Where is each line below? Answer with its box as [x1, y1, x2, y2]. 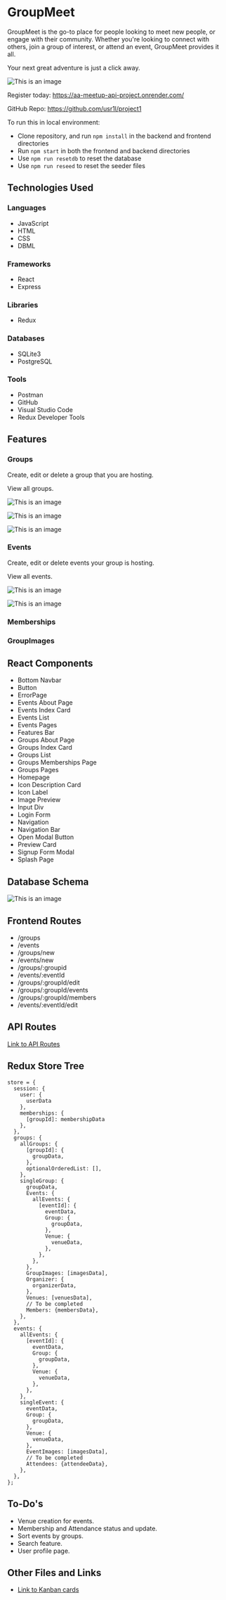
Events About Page [17, 698, 73, 707]
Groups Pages [17, 766, 59, 774]
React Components [7, 658, 93, 670]
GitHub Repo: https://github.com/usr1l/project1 [7, 104, 142, 113]
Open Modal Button [17, 833, 74, 841]
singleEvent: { [20, 1399, 65, 1406]
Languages [7, 203, 47, 213]
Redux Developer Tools [17, 413, 86, 421]
